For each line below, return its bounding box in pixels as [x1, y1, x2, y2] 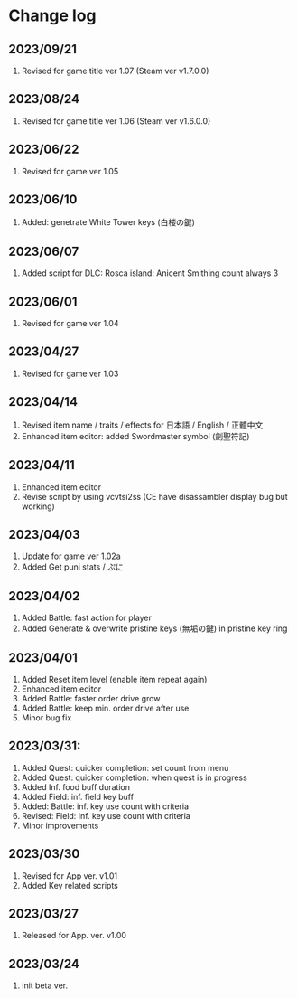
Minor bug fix [21, 711, 72, 723]
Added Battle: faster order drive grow [21, 692, 161, 703]
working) [21, 501, 55, 512]
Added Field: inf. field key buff [21, 791, 135, 802]
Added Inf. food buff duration [21, 781, 130, 792]
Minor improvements [21, 820, 99, 831]
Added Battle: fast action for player [21, 612, 153, 624]
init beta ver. [21, 980, 69, 991]
